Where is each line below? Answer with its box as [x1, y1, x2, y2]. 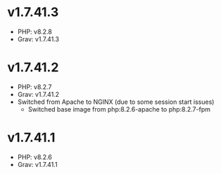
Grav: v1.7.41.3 [17, 34, 60, 43]
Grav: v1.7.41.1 [17, 160, 58, 168]
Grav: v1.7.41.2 [17, 90, 60, 98]
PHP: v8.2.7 [17, 82, 52, 91]
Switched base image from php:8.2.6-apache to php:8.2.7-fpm [27, 105, 211, 113]
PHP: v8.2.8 [17, 27, 53, 36]
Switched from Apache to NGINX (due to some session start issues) [17, 98, 215, 106]
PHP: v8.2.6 [17, 152, 53, 161]
